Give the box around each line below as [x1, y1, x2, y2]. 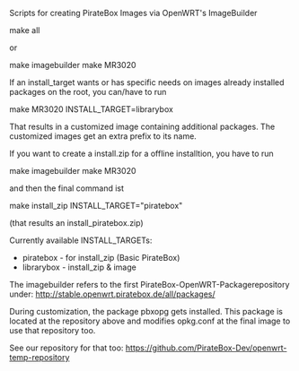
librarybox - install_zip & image [22, 262, 136, 272]
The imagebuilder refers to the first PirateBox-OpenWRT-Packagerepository [9, 280, 290, 289]
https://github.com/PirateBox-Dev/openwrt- [125, 342, 287, 353]
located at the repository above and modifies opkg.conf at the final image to [9, 315, 291, 326]
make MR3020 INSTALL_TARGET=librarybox [9, 104, 173, 115]
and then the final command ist [9, 183, 124, 194]
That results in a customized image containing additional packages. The [9, 121, 276, 132]
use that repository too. [9, 325, 96, 335]
